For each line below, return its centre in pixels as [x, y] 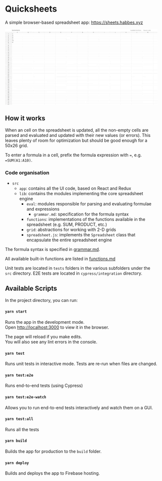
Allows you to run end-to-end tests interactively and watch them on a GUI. [79, 407]
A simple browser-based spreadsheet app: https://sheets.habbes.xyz [74, 22]
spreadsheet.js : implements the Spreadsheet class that [81, 234]
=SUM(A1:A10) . [19, 160]
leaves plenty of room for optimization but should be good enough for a [76, 140]
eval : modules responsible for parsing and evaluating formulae [89, 204]
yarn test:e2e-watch [26, 397]
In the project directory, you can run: [41, 300]
